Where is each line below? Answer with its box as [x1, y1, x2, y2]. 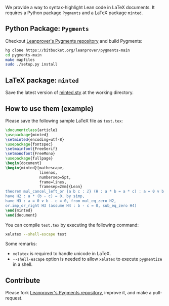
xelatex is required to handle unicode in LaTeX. [12, 251, 111, 257]
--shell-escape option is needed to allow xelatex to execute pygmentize [12, 256, 162, 262]
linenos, [39, 170, 58, 175]
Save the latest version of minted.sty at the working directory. [5, 89, 134, 96]
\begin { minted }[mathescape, [5, 165, 65, 170]
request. [5, 295, 23, 301]
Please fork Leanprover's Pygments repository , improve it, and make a [5, 290, 152, 296]
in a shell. [12, 261, 33, 267]
